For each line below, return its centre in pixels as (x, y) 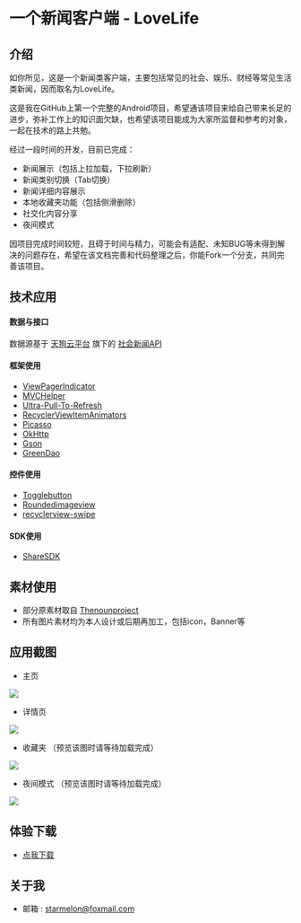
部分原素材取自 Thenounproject (80, 611)
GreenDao (41, 453)
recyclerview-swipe (59, 514)
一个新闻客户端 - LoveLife (104, 18)
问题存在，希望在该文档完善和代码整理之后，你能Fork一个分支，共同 (151, 255)
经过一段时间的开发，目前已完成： (72, 149)
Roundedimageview (59, 505)
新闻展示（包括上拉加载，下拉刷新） (89, 168)
